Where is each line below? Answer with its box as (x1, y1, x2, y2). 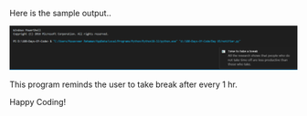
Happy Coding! (9, 97, 67, 108)
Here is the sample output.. (9, 8, 111, 18)
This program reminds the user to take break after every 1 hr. (9, 79, 238, 90)
